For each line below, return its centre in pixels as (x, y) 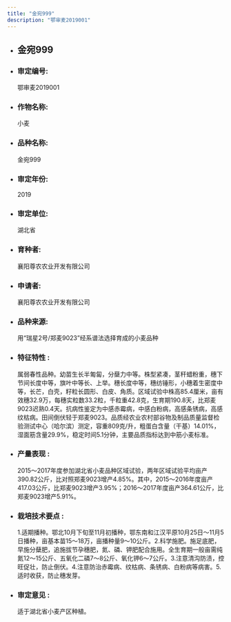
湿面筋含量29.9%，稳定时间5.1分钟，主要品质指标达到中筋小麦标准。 (114, 434)
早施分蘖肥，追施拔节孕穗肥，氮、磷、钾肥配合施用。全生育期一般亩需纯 (120, 549)
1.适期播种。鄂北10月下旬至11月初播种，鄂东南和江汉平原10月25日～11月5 (120, 532)
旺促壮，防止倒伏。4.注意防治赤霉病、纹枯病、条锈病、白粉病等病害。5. (119, 567)
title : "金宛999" (31, 13)
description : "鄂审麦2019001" (49, 20)
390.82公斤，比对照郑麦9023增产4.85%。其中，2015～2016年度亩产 (115, 479)
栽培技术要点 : (40, 516)
